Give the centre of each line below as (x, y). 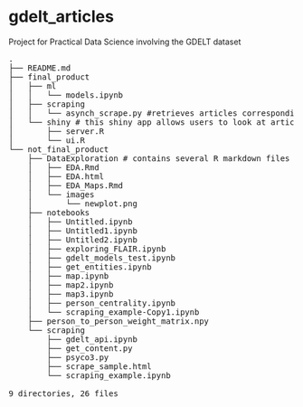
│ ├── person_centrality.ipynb (102, 303)
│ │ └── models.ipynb (66, 95)
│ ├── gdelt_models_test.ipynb (102, 258)
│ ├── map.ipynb (68, 276)
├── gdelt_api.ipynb (92, 339)
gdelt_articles (62, 17)
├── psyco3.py (78, 357)
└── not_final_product (59, 149)
